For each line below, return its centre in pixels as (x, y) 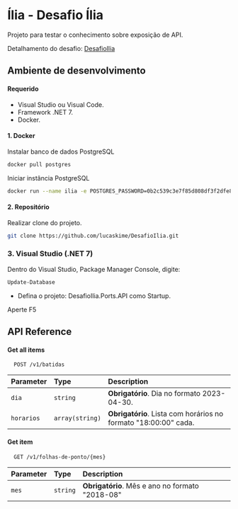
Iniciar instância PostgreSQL (49, 178)
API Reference (40, 332)
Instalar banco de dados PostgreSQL (61, 151)
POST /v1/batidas (39, 365)
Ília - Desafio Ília (56, 15)
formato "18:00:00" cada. (151, 423)
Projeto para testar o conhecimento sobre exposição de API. (95, 35)
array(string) (77, 418)
